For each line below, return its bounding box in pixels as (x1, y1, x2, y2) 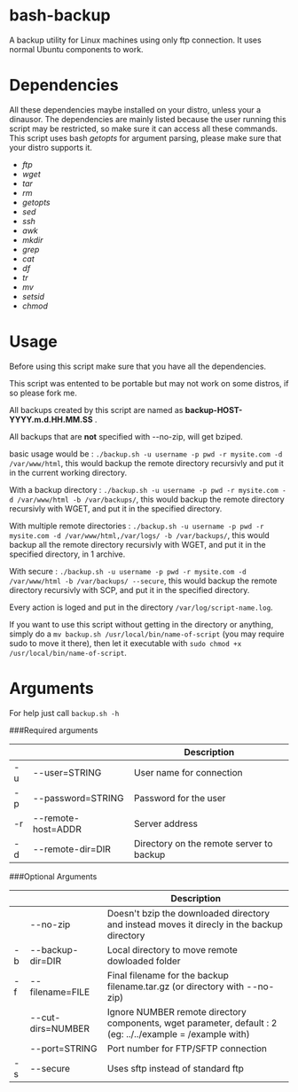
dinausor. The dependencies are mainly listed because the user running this (9, 113, 286, 124)
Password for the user (134, 792, 226, 804)
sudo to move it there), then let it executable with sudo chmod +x (9, 637, 242, 648)
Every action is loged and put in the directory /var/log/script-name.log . (9, 602, 273, 612)
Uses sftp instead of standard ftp (106, 1062, 244, 1074)
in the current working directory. (9, 467, 128, 478)
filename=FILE (29, 986, 90, 998)
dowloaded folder (106, 955, 181, 967)
